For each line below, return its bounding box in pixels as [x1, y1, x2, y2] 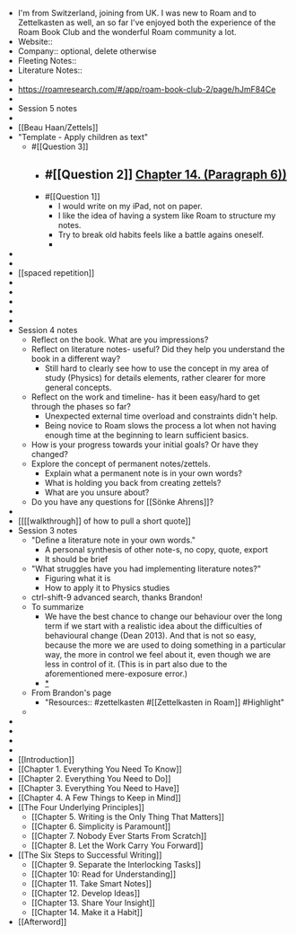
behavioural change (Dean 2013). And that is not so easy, [44, 630, 257, 640]
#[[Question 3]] [30, 141, 89, 152]
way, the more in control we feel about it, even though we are [44, 648, 271, 659]
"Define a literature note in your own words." [30, 534, 196, 545]
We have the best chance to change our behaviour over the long [44, 611, 283, 622]
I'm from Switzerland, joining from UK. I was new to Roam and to [17, 8, 257, 18]
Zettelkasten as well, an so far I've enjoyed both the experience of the [17, 17, 276, 28]
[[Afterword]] [17, 916, 67, 927]
